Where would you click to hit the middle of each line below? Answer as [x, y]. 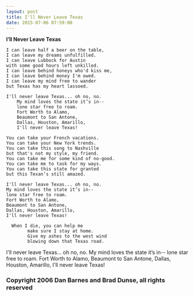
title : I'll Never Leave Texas [45, 17]
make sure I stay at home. [61, 231]
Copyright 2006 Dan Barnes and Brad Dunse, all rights [86, 280]
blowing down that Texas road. [66, 242]
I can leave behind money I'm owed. [51, 76]
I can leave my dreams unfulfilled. [51, 56]
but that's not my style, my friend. [53, 154]
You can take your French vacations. [53, 138]
